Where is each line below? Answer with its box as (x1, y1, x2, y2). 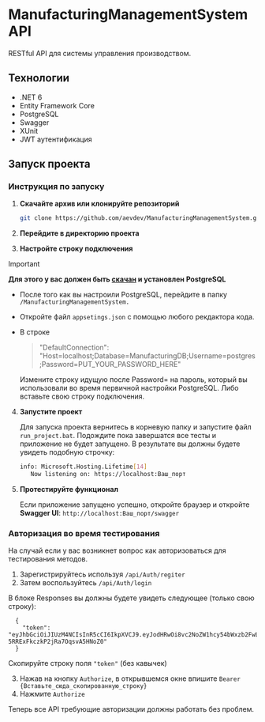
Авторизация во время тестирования (8, 527, 160, 539)
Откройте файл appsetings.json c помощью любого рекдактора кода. (19, 312, 255, 322)
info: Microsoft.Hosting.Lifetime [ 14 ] (19, 463, 147, 471)
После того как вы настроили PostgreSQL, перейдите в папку (19, 290, 227, 300)
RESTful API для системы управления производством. (8, 48, 192, 58)
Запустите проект (19, 407, 83, 417)
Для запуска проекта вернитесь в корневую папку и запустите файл (19, 422, 252, 432)
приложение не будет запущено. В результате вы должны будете (19, 439, 241, 448)
